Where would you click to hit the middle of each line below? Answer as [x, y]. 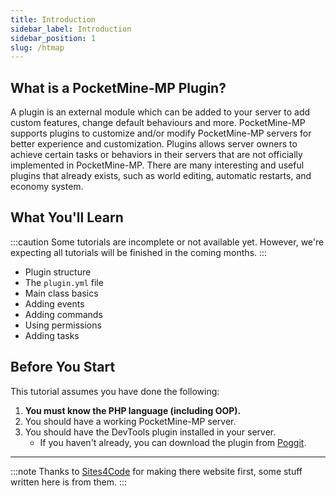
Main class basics [61, 293]
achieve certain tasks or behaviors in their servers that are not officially [156, 155]
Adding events [54, 303]
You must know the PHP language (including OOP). [133, 410]
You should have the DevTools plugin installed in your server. [150, 432]
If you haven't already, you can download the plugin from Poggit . [173, 442]
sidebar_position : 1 [53, 38]
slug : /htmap [37, 47]
